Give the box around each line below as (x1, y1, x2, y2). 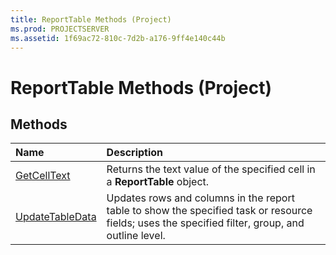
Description (106, 146, 164, 160)
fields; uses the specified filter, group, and (106, 216, 305, 230)
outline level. (106, 229, 166, 243)
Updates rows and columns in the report (106, 191, 295, 205)
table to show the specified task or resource (106, 204, 313, 218)
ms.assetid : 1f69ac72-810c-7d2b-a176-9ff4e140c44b (10, 33, 226, 43)
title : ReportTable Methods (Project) (10, 14, 172, 25)
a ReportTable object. (106, 175, 210, 189)
